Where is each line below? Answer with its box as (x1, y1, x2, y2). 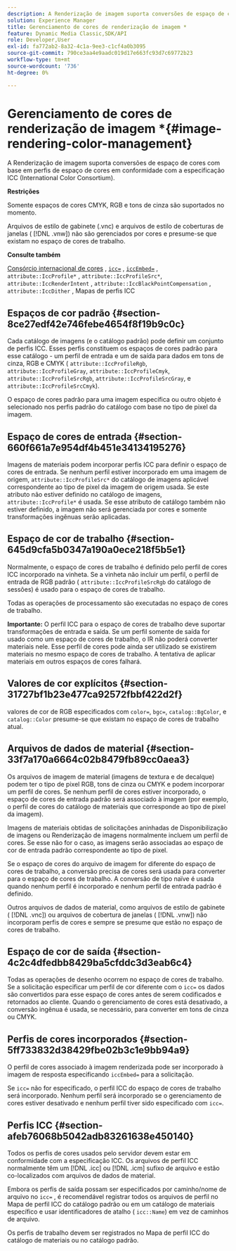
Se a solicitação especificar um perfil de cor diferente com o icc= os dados (7, 983, 225, 991)
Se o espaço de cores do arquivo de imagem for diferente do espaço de (7, 859, 216, 868)
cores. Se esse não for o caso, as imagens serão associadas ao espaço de (7, 838, 223, 846)
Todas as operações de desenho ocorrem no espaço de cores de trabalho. (7, 975, 224, 984)
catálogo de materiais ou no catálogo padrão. (7, 1236, 139, 1244)
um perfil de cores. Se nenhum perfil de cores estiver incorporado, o (7, 787, 206, 796)
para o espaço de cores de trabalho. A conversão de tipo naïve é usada (7, 874, 214, 883)
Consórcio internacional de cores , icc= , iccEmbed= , (7, 265, 159, 273)
